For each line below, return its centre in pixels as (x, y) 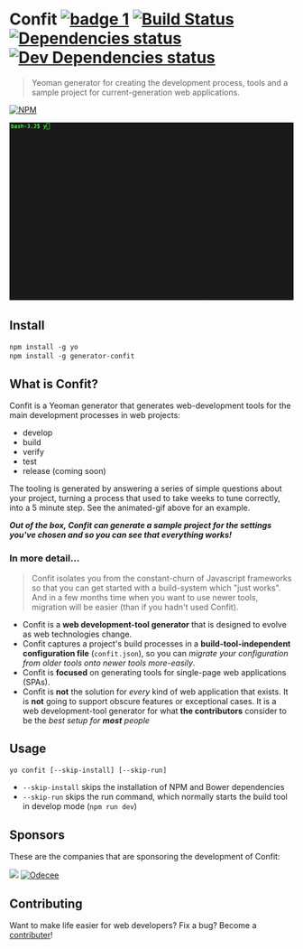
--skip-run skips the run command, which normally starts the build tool (155, 797)
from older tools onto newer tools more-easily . (109, 663)
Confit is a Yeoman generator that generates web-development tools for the (150, 405)
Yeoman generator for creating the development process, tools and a (160, 82)
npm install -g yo (44, 348)
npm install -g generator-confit (72, 357)
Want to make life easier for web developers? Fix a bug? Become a (133, 925)
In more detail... (45, 558)
